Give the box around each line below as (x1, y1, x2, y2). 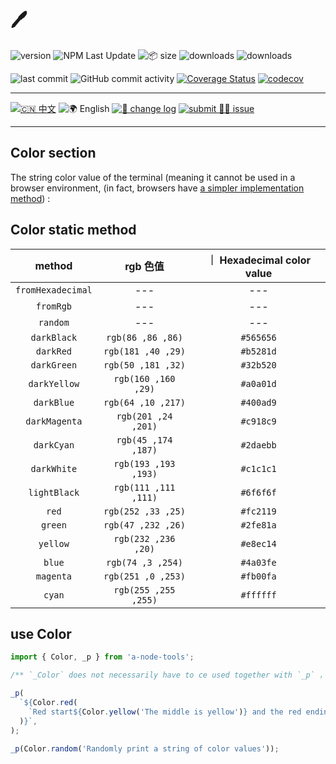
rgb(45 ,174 (116, 434, 173, 446)
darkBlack (30, 332, 78, 343)
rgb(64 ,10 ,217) (103, 397, 186, 408)
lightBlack (28, 487, 80, 498)
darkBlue (33, 397, 75, 408)
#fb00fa (240, 570, 277, 582)
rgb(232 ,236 (113, 533, 176, 544)
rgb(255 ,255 (113, 584, 176, 596)
